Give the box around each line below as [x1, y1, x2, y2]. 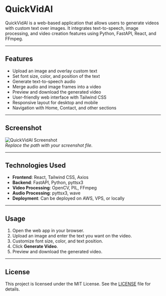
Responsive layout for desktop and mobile [12, 99, 98, 105]
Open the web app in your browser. [12, 228, 84, 234]
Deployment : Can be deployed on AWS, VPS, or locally [12, 195, 125, 201]
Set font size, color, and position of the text [12, 73, 100, 79]
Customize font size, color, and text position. [12, 238, 103, 244]
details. [5, 286, 20, 292]
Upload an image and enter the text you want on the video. [12, 233, 132, 239]
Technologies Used [5, 161, 66, 170]
